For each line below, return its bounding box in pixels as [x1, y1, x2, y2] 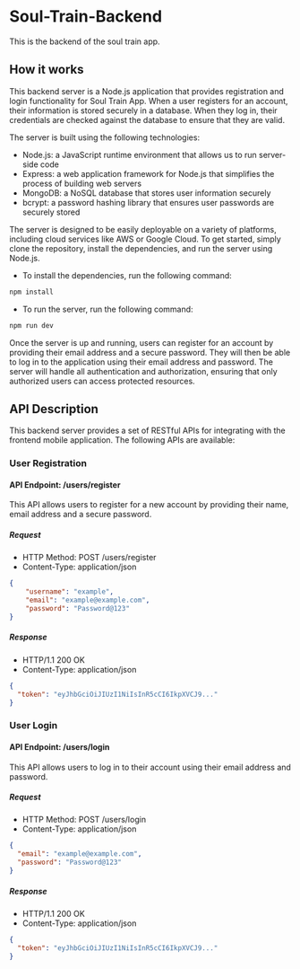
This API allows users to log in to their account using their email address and [9, 762, 291, 772]
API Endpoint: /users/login [9, 741, 110, 752]
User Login [9, 719, 58, 732]
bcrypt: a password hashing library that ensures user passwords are [21, 197, 275, 207]
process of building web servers [21, 178, 141, 189]
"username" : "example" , [25, 587, 115, 596]
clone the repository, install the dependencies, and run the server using [9, 242, 273, 253]
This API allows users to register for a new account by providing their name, [9, 499, 289, 510]
